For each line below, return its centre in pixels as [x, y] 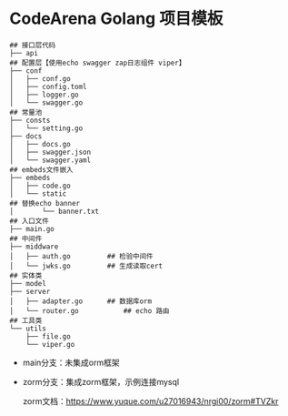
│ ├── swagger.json [50, 152]
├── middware [34, 247]
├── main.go [32, 228]
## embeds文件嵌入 [41, 169]
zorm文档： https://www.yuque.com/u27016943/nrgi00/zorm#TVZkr [150, 401]
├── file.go [48, 336]
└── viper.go [50, 344]
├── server [30, 291]
